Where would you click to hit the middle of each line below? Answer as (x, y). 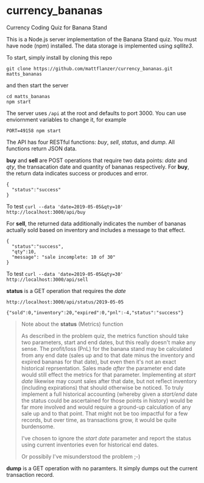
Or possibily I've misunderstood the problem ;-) (81, 456)
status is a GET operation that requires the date (66, 291)
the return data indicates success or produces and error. (77, 173)
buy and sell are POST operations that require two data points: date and (97, 160)
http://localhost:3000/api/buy (46, 212)
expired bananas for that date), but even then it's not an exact (99, 361)
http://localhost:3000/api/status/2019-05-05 (65, 302)
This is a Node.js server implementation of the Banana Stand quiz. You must (102, 39)
